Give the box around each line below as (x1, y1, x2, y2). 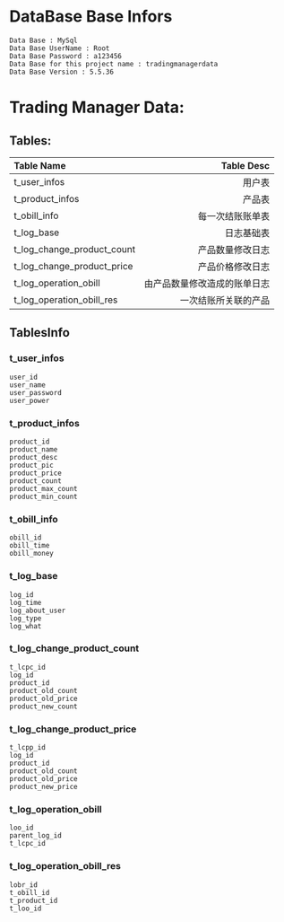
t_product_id (9, 896, 58, 905)
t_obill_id (9, 888, 50, 897)
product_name (9, 444, 58, 454)
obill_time (9, 541, 50, 550)
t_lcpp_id (9, 743, 47, 752)
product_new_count (9, 702, 78, 711)
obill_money (9, 549, 54, 558)
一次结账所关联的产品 (179, 294, 271, 306)
